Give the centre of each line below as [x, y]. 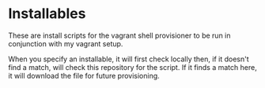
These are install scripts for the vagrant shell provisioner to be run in [119, 35]
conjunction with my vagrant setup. [66, 43]
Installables [47, 14]
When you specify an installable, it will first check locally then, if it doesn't [129, 59]
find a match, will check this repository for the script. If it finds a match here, [132, 67]
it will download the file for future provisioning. [84, 75]
